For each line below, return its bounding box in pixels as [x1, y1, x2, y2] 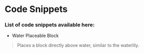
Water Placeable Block [12, 32, 59, 38]
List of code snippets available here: [5, 21, 95, 28]
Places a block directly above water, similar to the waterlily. [17, 42, 139, 48]
